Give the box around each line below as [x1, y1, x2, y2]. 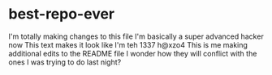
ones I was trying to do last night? [8, 57, 122, 67]
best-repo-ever [8, 5, 115, 23]
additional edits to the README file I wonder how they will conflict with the [8, 48, 257, 58]
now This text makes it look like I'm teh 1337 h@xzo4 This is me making [8, 40, 248, 49]
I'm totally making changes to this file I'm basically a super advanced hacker [8, 31, 264, 41]
